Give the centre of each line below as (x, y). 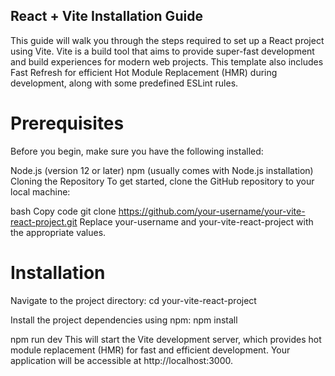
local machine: (40, 191)
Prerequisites (67, 123)
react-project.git (44, 221)
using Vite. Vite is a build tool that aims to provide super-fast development (162, 51)
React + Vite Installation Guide (106, 16)
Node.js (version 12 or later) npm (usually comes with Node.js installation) (162, 170)
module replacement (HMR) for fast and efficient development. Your (150, 350)
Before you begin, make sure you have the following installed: (137, 151)
